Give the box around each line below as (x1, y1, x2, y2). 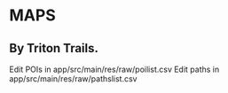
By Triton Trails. (9, 41, 99, 56)
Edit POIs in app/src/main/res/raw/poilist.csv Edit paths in (9, 64, 220, 74)
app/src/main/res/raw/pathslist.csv (9, 74, 138, 84)
